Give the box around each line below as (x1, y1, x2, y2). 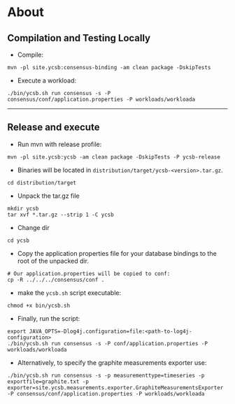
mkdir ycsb (7, 205, 39, 212)
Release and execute (7, 122, 100, 134)
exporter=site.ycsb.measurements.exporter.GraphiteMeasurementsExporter (7, 384, 224, 391)
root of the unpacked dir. (17, 257, 90, 265)
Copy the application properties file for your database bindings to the (17, 249, 217, 257)
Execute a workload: (17, 76, 77, 85)
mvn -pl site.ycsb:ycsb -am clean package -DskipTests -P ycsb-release (7, 153, 220, 161)
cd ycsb (7, 237, 30, 244)
